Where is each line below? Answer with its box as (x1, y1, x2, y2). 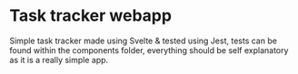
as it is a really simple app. (9, 54, 109, 65)
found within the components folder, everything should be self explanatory (9, 44, 289, 55)
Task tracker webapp (9, 5, 173, 26)
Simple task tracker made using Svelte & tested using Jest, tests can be (9, 35, 277, 46)
